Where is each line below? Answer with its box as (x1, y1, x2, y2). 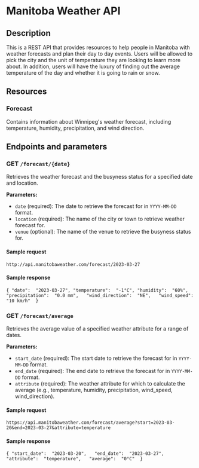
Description (6, 28, 51, 38)
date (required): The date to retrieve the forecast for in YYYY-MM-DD (14, 203, 177, 210)
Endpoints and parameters (6, 142, 108, 152)
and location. (6, 179, 39, 186)
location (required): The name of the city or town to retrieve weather (14, 215, 185, 222)
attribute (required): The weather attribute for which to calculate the (14, 380, 185, 387)
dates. (6, 332, 22, 339)
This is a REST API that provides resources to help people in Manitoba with (6, 44, 190, 51)
